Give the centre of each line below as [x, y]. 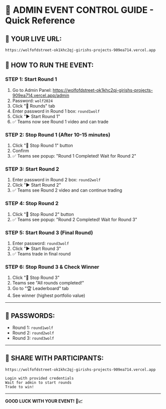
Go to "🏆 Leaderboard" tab [41, 288]
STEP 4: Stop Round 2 [32, 204]
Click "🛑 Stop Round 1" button [42, 145]
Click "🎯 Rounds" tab [34, 106]
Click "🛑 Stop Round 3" [36, 278]
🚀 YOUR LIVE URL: [33, 39]
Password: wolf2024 [32, 100]
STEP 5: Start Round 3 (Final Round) [49, 233]
